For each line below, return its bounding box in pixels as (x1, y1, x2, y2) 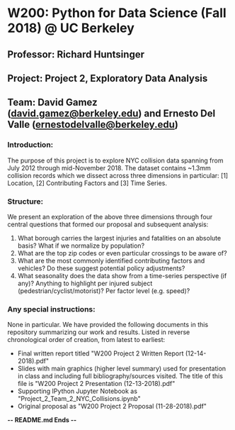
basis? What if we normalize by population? (17, 241, 145, 250)
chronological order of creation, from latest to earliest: (7, 336, 166, 344)
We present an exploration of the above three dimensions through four (7, 212, 213, 221)
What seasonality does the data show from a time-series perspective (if (17, 271, 227, 280)
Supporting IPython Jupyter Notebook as (17, 387, 138, 395)
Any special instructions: (7, 304, 96, 314)
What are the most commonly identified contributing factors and (17, 256, 205, 265)
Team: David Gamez (7, 97, 98, 109)
